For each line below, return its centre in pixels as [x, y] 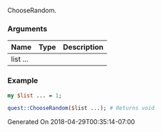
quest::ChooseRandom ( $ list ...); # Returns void [81, 108]
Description [83, 47]
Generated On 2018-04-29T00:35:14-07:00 [71, 122]
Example [23, 81]
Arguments [27, 29]
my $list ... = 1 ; [35, 96]
